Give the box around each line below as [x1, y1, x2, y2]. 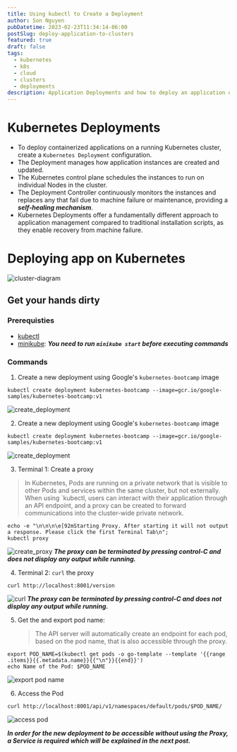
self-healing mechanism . [17, 203, 93, 212]
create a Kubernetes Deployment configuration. [17, 151, 152, 159]
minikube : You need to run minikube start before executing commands [17, 339, 229, 347]
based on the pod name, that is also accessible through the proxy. [35, 637, 227, 645]
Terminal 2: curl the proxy [17, 568, 94, 577]
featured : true [7, 37, 52, 44]
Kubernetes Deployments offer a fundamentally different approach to [17, 211, 219, 219]
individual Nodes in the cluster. [17, 181, 108, 190]
